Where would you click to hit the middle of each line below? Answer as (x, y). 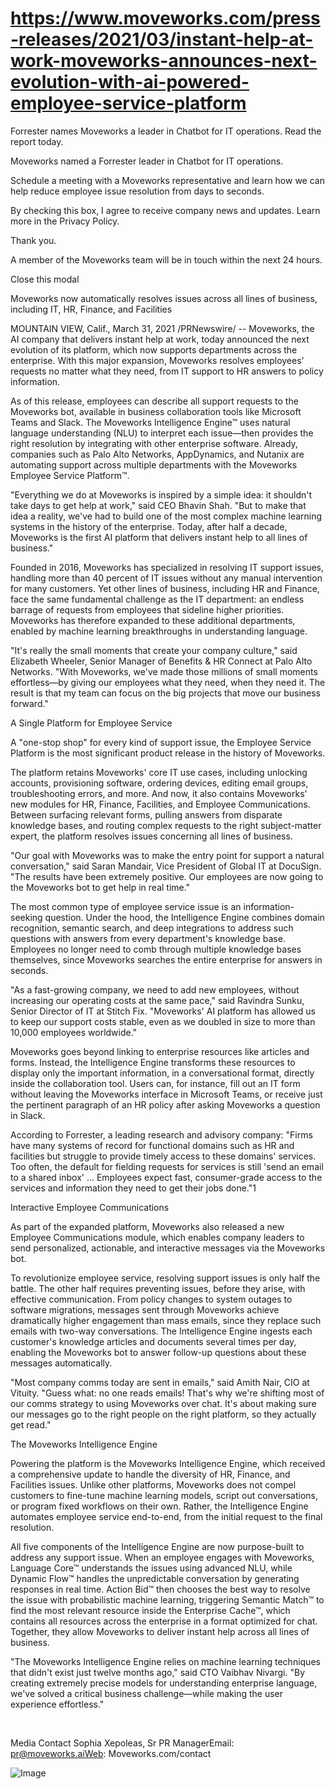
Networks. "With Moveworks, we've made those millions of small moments (164, 671)
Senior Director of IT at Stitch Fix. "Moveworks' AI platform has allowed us (163, 1011)
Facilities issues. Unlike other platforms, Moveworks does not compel (153, 1484)
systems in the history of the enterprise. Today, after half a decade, (149, 526)
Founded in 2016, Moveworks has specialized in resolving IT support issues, (167, 567)
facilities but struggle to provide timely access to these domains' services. (163, 1156)
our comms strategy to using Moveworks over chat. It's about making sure (163, 1403)
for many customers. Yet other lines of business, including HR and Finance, (165, 588)
